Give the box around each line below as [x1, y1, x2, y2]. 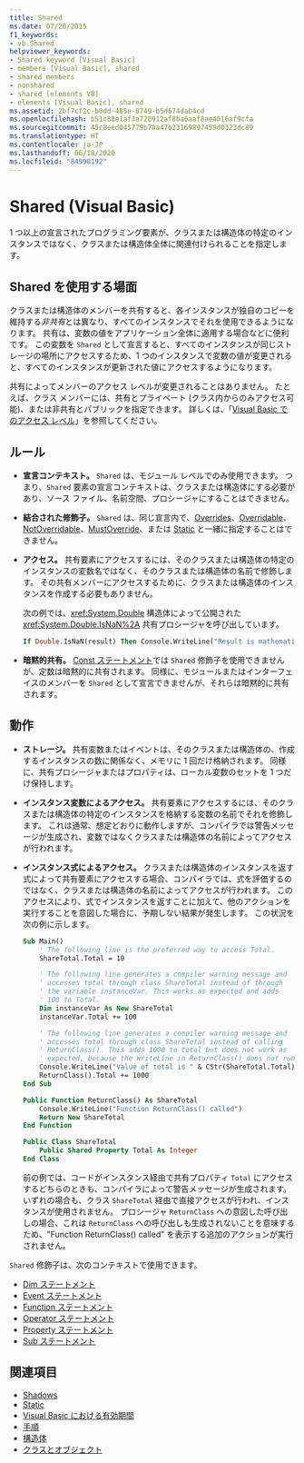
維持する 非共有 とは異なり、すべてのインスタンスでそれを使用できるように [9, 316, 287, 327]
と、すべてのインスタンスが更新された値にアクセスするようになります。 [9, 362, 278, 373]
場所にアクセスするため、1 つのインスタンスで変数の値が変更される [40, 351, 293, 362]
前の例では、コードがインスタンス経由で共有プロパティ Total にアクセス [22, 1171, 293, 1182]
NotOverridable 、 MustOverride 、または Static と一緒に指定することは [22, 523, 285, 534]
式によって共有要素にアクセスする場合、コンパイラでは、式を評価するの [22, 873, 292, 884]
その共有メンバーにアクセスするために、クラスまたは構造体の [40, 577, 270, 588]
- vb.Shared [9, 38, 54, 48]
